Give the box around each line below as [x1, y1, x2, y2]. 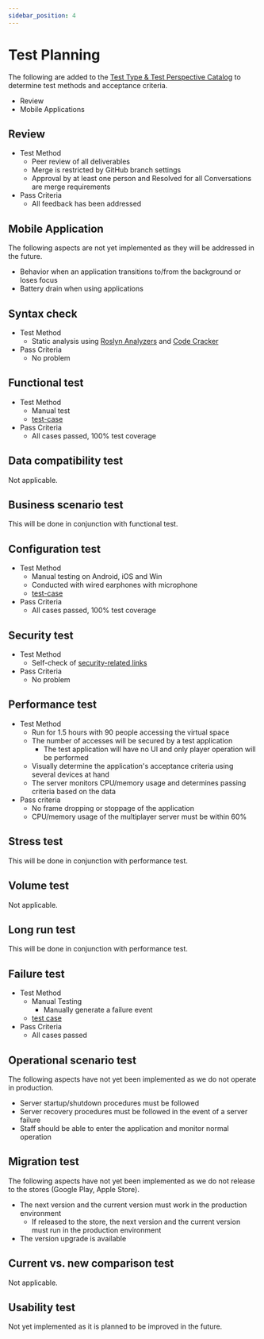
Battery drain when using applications [19, 284, 144, 294]
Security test [8, 628, 74, 642]
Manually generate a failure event [43, 1005, 153, 1015]
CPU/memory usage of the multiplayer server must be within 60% [31, 812, 247, 821]
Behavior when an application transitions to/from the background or [19, 267, 242, 276]
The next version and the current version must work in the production [19, 1200, 247, 1210]
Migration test [8, 1155, 79, 1168]
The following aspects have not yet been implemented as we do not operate [8, 1074, 257, 1084]
